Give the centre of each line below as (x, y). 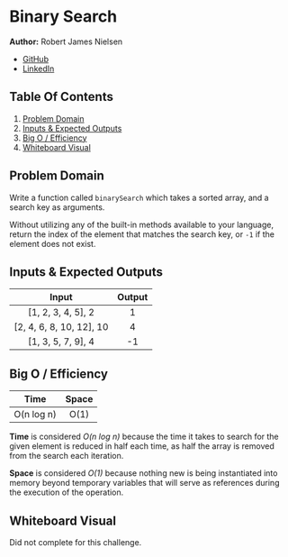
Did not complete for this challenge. (76, 542)
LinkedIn (38, 68)
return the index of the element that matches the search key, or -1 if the (142, 234)
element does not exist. (53, 243)
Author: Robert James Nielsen (66, 41)
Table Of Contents (62, 97)
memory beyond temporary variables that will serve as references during (144, 483)
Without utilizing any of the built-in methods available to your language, (142, 224)
